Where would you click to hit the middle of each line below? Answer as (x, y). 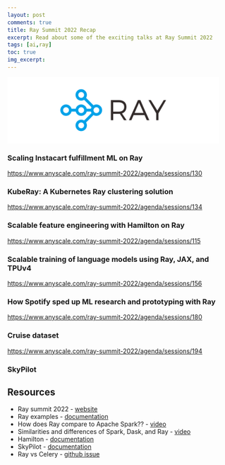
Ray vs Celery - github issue (59, 454)
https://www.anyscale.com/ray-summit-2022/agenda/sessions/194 (105, 351)
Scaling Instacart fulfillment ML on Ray (75, 158)
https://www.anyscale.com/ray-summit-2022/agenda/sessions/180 (105, 317)
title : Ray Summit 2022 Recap (52, 30)
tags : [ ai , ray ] (30, 45)
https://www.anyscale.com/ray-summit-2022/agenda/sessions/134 (105, 207)
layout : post (26, 15)
